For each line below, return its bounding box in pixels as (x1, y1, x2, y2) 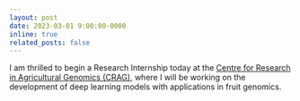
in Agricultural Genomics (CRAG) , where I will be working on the (9, 72, 246, 83)
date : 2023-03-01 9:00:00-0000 (9, 21, 127, 30)
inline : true (9, 29, 58, 38)
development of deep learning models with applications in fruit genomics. (9, 81, 282, 92)
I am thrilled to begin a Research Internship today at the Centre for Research (9, 63, 291, 73)
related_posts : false (9, 38, 91, 47)
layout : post (9, 13, 58, 22)
